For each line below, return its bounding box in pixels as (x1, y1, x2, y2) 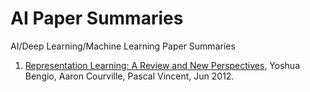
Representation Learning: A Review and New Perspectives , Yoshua (24, 59, 300, 71)
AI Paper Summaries (10, 7, 184, 30)
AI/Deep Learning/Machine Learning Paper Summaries (10, 40, 236, 52)
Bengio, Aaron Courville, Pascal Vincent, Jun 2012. (24, 70, 235, 82)
